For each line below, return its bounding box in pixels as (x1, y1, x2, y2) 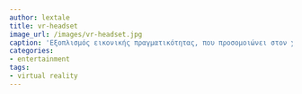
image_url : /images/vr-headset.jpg (9, 30, 143, 38)
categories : (9, 47, 54, 56)
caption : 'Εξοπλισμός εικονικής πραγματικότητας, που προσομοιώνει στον (9, 38, 288, 47)
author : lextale (9, 13, 70, 22)
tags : (9, 64, 30, 73)
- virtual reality (9, 72, 78, 81)
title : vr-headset (9, 21, 78, 30)
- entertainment (9, 55, 70, 64)
